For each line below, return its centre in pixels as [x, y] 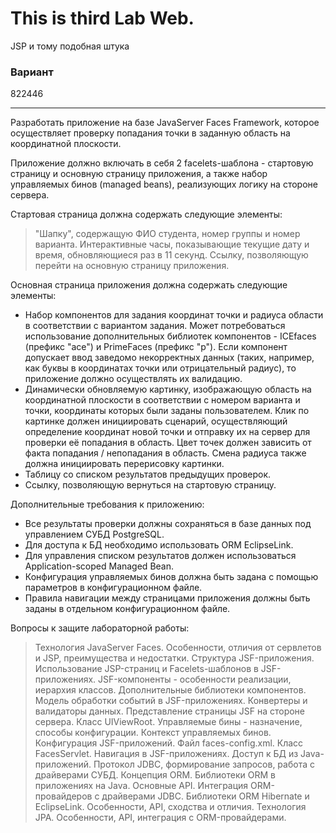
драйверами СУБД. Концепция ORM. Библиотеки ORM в [155, 775]
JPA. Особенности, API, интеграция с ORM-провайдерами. [160, 818]
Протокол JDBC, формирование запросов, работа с [204, 764]
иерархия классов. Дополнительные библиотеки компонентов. [170, 690]
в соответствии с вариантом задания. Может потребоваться [155, 326]
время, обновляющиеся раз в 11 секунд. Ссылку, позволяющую [171, 255]
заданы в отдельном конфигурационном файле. [127, 609]
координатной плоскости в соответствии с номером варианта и [162, 400]
